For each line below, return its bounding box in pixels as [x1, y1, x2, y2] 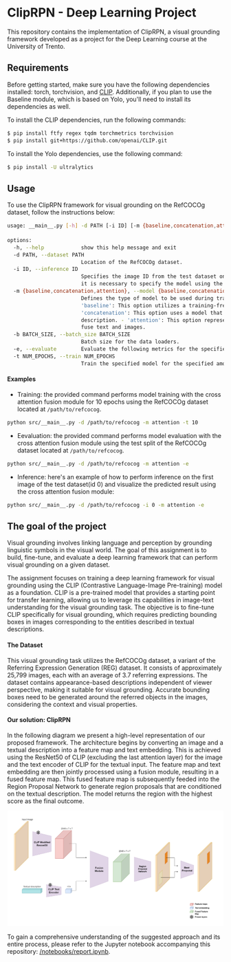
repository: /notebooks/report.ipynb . [7, 947, 111, 955]
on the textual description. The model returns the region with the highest [7, 789, 213, 798]
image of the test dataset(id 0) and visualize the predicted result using [16, 480, 217, 488]
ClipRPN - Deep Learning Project [7, 5, 197, 21]
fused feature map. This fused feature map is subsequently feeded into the [7, 775, 220, 783]
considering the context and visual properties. [7, 700, 137, 708]
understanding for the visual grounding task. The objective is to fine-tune [7, 603, 214, 611]
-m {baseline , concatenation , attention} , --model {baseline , [13, 287, 189, 295]
